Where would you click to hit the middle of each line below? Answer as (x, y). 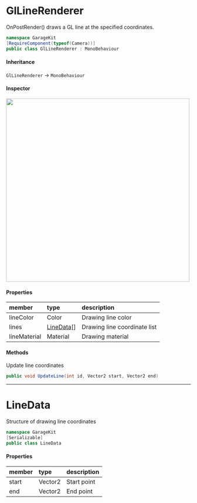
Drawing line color (107, 318)
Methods (17, 352)
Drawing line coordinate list (119, 327)
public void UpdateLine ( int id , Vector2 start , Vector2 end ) (82, 376)
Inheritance (21, 62)
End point (79, 491)
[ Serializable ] (25, 438)
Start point (81, 482)
